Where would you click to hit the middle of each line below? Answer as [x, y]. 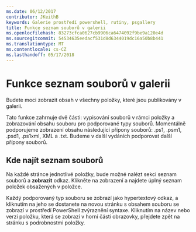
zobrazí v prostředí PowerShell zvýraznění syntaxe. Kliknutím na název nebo [98, 210]
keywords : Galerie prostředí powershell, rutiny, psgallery [81, 22]
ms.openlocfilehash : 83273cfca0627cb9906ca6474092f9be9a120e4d [85, 33]
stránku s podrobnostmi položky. [46, 223]
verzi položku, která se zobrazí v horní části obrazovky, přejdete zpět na [93, 217]
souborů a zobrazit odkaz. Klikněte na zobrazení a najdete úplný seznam [94, 181]
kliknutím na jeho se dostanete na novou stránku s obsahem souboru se [93, 204]
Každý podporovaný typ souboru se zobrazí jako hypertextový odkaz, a [92, 198]
